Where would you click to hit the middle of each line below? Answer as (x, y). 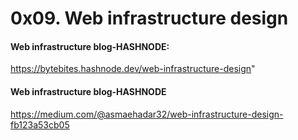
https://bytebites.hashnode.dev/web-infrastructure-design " (133, 69)
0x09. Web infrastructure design (149, 18)
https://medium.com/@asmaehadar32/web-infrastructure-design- (147, 114)
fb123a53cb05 (40, 124)
